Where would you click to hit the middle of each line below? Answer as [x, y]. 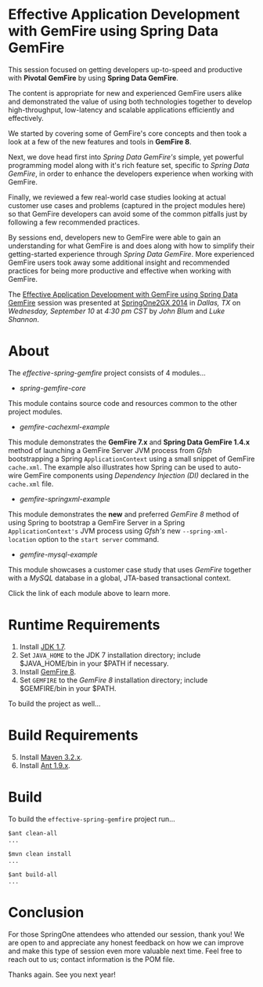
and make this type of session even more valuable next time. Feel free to [125, 951]
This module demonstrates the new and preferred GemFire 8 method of [124, 514]
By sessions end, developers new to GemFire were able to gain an [115, 237]
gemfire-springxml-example [65, 499]
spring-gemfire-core [52, 388]
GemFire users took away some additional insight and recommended [119, 262]
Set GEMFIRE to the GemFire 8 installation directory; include [113, 680]
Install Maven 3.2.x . [51, 757]
